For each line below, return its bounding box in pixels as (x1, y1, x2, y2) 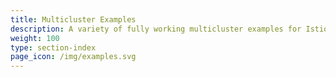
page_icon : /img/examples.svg (10, 52, 137, 62)
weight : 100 (10, 33, 60, 43)
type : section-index (10, 42, 97, 53)
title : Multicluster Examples (10, 14, 137, 25)
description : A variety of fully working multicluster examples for (10, 24, 302, 34)
